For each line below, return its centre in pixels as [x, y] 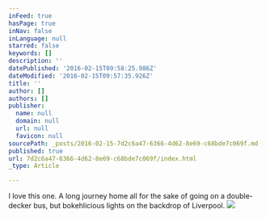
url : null [32, 128]
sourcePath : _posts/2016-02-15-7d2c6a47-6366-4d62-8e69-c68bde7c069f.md [133, 143]
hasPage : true [32, 23]
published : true [36, 151]
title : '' [25, 83]
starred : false [34, 46]
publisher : [27, 106]
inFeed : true [30, 16]
